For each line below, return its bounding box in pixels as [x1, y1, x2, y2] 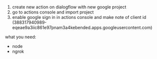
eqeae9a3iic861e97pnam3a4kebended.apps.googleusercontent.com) [12, 25, 153, 30]
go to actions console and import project [12, 9, 94, 15]
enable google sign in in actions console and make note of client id [12, 15, 146, 20]
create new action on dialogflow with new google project [12, 4, 127, 10]
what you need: [5, 34, 37, 40]
